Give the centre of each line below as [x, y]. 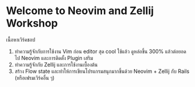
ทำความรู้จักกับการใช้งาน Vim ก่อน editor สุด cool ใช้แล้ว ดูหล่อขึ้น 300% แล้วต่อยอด [100, 51]
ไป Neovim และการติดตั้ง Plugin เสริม [54, 58]
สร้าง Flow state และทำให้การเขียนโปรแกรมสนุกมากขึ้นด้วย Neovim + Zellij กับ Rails [102, 71]
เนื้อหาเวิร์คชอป [20, 39]
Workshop [32, 23]
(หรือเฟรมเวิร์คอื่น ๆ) [34, 78]
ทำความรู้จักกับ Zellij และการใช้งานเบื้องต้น [56, 64]
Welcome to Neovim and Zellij [80, 11]
